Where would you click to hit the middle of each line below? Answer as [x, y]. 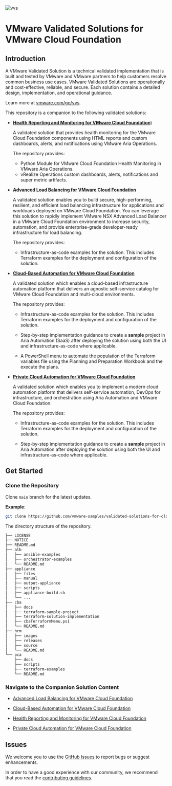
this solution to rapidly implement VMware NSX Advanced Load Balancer [90, 216]
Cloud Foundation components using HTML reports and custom [80, 138]
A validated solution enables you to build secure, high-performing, [82, 200]
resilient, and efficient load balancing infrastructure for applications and [88, 205]
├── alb [14, 550]
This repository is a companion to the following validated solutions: [76, 113]
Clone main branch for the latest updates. [49, 497]
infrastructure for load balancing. [48, 232]
